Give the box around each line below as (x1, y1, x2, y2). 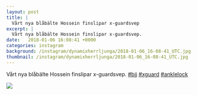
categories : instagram (6, 43, 64, 49)
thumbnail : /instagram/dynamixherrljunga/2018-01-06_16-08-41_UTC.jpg (6, 54, 189, 60)
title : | (6, 15, 28, 21)
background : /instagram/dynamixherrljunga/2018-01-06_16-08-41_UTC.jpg (6, 48, 191, 54)
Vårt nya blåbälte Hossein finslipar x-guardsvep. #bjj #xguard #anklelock (6, 70, 189, 77)
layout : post (6, 8, 39, 15)
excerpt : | (6, 25, 34, 32)
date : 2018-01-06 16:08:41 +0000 (6, 37, 96, 43)
